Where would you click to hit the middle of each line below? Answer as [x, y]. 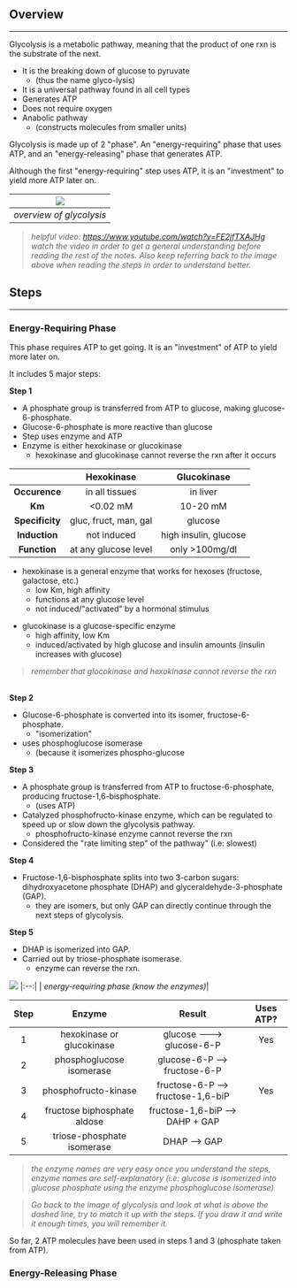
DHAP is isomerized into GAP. [76, 949]
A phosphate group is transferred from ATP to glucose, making [136, 408]
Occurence [38, 492]
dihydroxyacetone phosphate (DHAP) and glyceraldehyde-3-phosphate [152, 886]
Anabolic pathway [55, 118]
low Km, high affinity [72, 590]
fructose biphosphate [89, 1110]
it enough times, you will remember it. [99, 1223]
